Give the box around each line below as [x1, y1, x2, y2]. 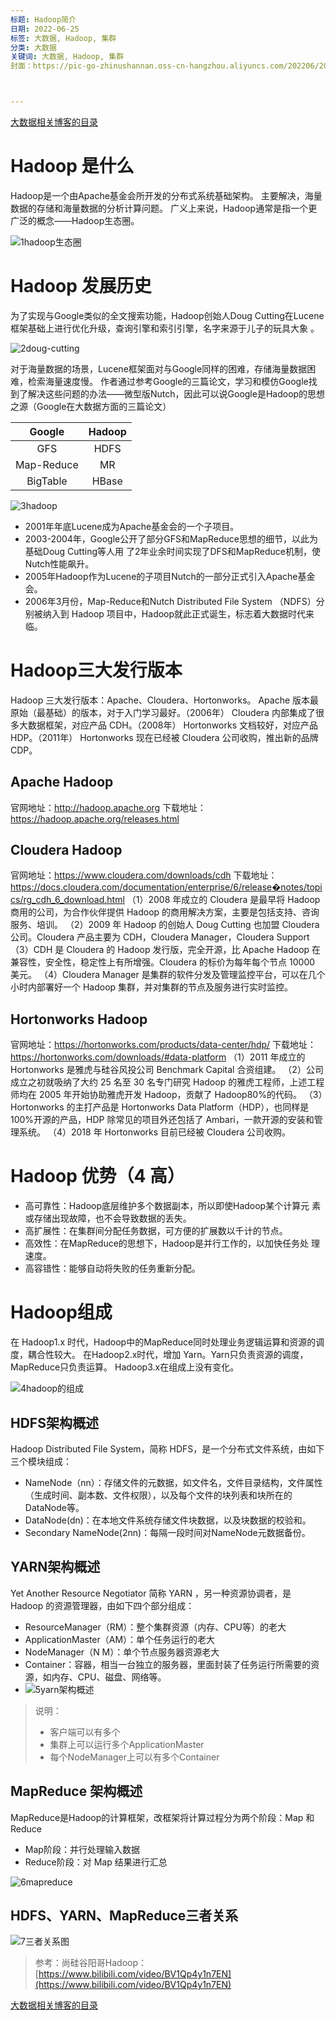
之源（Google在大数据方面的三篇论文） [10, 400, 172, 412]
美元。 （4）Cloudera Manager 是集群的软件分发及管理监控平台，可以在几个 [10, 969, 326, 981]
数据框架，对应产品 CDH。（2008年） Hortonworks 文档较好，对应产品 [27, 719, 318, 731]
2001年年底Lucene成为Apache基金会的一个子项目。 [24, 520, 240, 532]
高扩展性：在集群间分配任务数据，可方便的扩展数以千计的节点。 [24, 1225, 288, 1237]
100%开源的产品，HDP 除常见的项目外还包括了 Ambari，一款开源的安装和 [10, 1114, 315, 1126]
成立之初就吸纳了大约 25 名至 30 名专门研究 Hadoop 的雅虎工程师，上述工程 [10, 1076, 325, 1088]
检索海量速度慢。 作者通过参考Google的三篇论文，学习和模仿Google [27, 375, 309, 387]
